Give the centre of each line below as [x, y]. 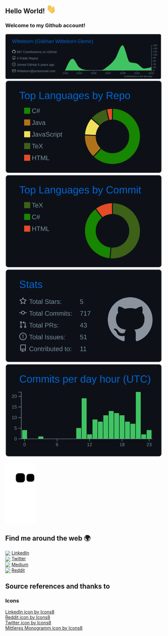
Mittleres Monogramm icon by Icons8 [44, 628]
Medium [20, 564]
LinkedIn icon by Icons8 [30, 612]
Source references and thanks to [58, 586]
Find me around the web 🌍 [48, 538]
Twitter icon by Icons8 [28, 622]
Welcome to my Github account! [45, 26]
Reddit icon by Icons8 [28, 617]
